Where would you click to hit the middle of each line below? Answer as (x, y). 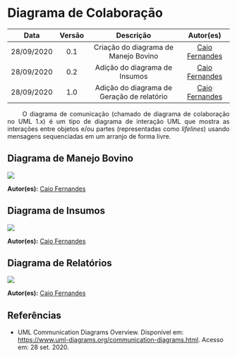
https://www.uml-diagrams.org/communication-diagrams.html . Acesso (120, 340)
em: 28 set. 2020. (43, 347)
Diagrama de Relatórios (60, 263)
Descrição (134, 35)
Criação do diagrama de (134, 47)
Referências (35, 315)
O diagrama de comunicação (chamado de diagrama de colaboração (126, 113)
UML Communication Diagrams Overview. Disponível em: (101, 332)
